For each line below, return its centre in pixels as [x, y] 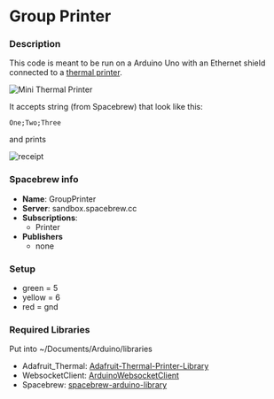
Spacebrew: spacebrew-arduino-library [94, 385]
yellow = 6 [41, 297]
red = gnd [40, 307]
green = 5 [40, 288]
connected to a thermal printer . [66, 73]
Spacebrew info [44, 180]
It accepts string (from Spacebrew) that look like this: [106, 107]
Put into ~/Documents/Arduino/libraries [81, 349]
